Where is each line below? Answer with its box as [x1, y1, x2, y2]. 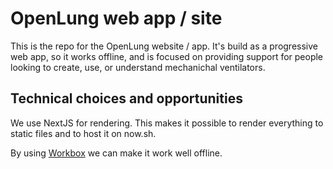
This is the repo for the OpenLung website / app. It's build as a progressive [10, 40, 318, 52]
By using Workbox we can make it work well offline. [10, 147, 223, 159]
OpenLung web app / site [10, 7, 223, 30]
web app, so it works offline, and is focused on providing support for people [10, 50, 324, 62]
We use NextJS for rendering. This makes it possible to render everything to [10, 117, 324, 129]
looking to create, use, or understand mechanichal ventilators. [10, 61, 266, 73]
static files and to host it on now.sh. [10, 127, 157, 139]
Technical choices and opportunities [10, 90, 243, 107]
